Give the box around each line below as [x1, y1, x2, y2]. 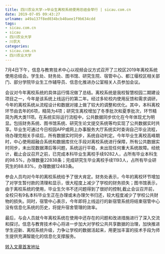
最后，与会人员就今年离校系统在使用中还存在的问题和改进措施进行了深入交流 [5, 215, 160, 221]
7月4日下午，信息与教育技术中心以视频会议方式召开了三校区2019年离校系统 [5, 67, 158, 73]
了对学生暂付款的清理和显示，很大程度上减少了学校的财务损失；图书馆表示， [5, 180, 160, 186]
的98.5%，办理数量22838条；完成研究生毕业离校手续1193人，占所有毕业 [5, 157, 152, 163]
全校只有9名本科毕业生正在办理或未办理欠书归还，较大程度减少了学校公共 [5, 192, 154, 198]
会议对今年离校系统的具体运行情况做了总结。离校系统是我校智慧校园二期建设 [5, 89, 160, 96]
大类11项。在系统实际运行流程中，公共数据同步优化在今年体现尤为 [18, 114, 151, 120]
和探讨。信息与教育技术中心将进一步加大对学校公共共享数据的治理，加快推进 [5, 221, 160, 227]
